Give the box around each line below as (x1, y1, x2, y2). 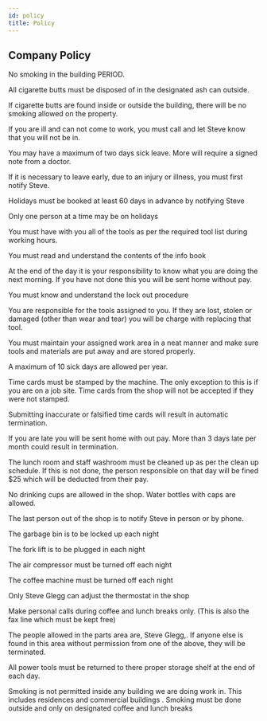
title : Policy (8, 19, 56, 27)
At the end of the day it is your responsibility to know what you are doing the (8, 266, 258, 276)
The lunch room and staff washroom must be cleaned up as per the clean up (8, 457, 260, 467)
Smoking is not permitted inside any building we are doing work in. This (8, 687, 242, 696)
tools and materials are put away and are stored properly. (8, 347, 196, 356)
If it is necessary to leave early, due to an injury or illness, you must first (8, 172, 244, 182)
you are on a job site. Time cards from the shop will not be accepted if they (8, 386, 254, 395)
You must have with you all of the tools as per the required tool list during (8, 227, 248, 237)
